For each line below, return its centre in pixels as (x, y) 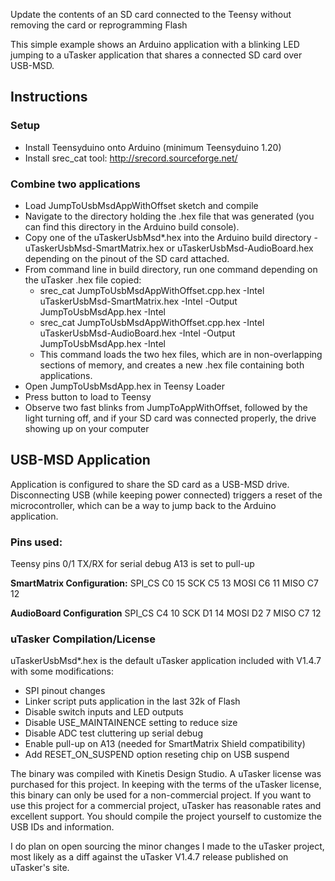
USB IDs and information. (62, 827)
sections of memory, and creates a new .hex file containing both (172, 365)
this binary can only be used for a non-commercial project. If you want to (161, 795)
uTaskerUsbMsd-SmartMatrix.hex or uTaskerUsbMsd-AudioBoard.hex (169, 248)
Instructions (49, 97)
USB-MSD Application (80, 460)
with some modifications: (62, 671)
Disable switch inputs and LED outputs (104, 712)
